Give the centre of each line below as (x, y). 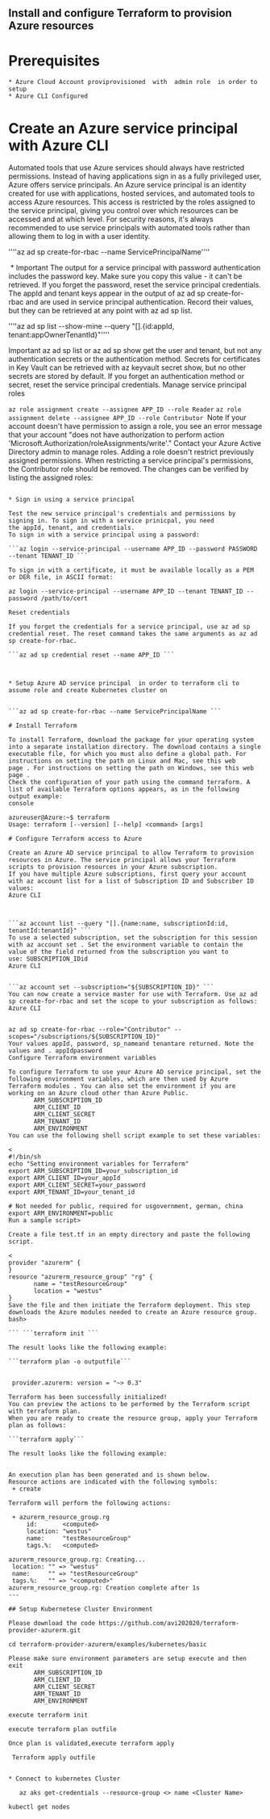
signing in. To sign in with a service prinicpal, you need (112, 521)
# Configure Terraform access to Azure (75, 839)
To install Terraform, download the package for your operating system (131, 740)
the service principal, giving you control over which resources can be (123, 211)
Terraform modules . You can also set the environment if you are (122, 1086)
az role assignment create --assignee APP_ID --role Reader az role (125, 410)
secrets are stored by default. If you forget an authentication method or (126, 376)
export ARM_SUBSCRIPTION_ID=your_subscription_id (93, 1171)
